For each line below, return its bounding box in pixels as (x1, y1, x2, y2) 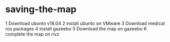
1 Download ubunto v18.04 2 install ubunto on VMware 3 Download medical (5, 20, 165, 26)
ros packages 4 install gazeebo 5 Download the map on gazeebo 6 (5, 25, 147, 31)
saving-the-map (5, 4, 77, 15)
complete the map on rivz (5, 31, 60, 37)
